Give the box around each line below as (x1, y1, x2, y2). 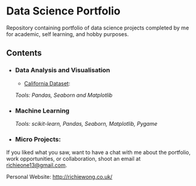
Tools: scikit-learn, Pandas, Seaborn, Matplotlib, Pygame (14, 120, 158, 127)
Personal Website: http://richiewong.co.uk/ (6, 173, 113, 181)
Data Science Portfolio (6, 4, 121, 18)
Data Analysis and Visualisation (14, 66, 110, 75)
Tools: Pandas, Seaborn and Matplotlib (14, 91, 113, 99)
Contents (6, 48, 42, 58)
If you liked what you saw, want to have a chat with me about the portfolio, (6, 149, 191, 156)
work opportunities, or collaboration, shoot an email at (6, 155, 141, 163)
